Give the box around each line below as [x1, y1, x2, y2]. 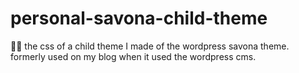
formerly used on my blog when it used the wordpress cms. [10, 50, 257, 62]
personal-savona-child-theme [10, 7, 268, 30]
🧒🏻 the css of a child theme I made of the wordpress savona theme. [10, 40, 290, 52]
